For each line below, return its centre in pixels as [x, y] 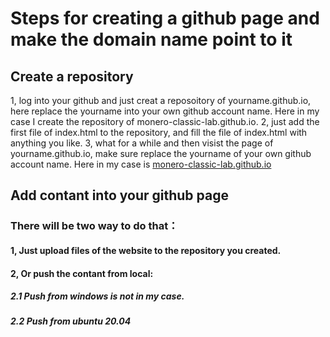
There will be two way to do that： [94, 226]
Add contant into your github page [119, 195]
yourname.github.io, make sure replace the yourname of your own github [161, 153]
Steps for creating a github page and [165, 18]
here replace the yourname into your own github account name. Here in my [165, 111]
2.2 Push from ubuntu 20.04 [71, 321]
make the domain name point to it [151, 39]
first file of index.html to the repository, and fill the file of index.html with [159, 132]
